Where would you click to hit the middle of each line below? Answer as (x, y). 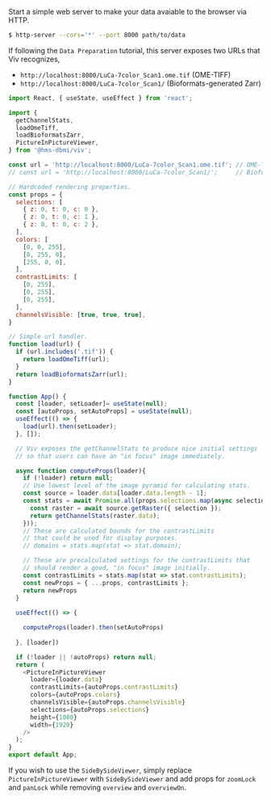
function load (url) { (45, 344)
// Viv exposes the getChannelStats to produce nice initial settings (137, 448)
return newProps (50, 590)
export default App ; (43, 755)
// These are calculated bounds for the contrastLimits (119, 531)
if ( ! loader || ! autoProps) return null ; (86, 657)
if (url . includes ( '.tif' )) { (65, 352)
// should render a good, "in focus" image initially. (117, 568)
